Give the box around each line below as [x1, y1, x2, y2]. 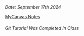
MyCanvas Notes [5, 14, 41, 19]
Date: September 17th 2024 [5, 4, 61, 10]
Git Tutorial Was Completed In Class [5, 25, 79, 31]
